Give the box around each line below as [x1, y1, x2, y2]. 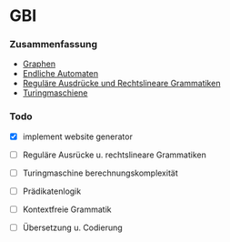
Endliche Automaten [22, 68, 98, 79]
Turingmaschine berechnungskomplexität [22, 167, 179, 178]
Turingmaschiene [22, 87, 88, 98]
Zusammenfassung [9, 38, 98, 51]
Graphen [22, 58, 56, 69]
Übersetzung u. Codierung [22, 222, 123, 233]
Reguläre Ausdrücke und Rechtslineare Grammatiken [22, 78, 221, 89]
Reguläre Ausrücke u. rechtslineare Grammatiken [22, 149, 206, 160]
